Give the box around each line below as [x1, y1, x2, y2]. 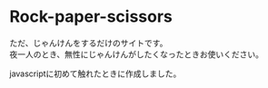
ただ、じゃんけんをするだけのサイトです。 [9, 37, 168, 48]
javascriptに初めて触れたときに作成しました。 [9, 68, 182, 79]
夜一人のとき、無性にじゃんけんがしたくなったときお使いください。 [9, 48, 264, 60]
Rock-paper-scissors [9, 6, 173, 27]
